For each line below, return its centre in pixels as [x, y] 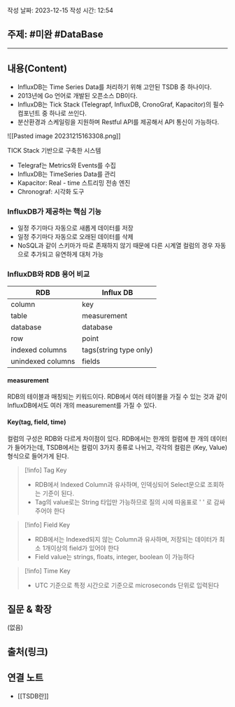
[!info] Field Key [47, 525]
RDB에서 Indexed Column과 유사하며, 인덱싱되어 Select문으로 [120, 484]
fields [91, 362]
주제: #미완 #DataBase [55, 35]
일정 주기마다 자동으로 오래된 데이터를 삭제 [76, 236]
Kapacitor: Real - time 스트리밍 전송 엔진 [74, 183]
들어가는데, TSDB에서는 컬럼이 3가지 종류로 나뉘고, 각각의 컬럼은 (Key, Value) [121, 447]
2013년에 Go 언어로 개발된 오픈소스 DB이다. [77, 95]
